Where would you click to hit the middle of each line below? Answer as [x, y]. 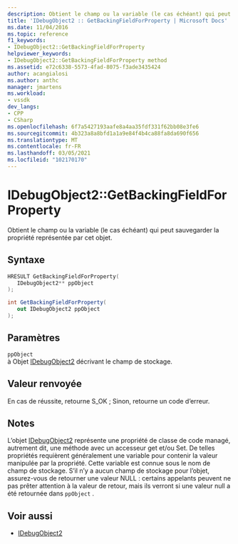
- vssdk [19, 101]
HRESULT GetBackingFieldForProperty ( [63, 276]
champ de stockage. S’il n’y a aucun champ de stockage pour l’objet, [109, 471]
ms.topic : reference [38, 34]
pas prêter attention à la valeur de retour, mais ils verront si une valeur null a [119, 486]
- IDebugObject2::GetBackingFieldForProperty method [87, 61]
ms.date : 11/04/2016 [38, 27]
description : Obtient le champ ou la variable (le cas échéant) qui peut [119, 14]
